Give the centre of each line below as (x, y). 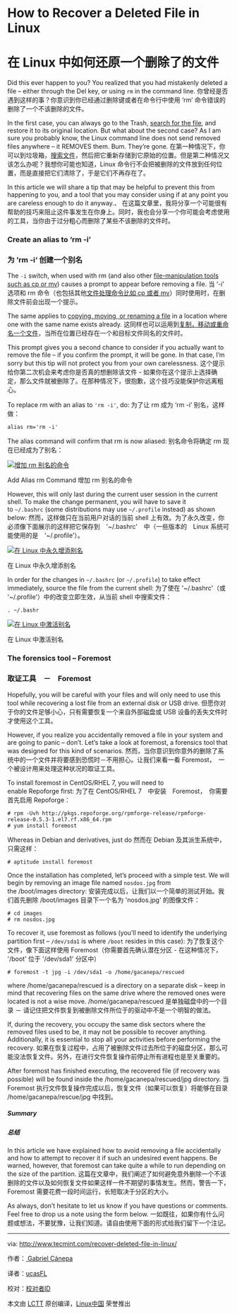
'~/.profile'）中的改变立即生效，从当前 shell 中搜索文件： (90, 597)
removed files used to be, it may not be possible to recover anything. (107, 1032)
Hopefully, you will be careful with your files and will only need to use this (114, 695)
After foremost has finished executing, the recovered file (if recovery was (114, 1070)
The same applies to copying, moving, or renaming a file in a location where (117, 316)
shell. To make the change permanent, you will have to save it (97, 502)
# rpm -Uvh (23, 813)
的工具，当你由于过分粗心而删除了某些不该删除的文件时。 (91, 221)
